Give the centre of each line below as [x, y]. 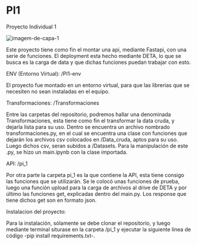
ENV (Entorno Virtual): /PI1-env [44, 73]
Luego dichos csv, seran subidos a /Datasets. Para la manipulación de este [97, 146]
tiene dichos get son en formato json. [52, 200]
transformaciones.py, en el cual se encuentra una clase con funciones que [97, 133]
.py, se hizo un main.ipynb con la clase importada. [67, 152]
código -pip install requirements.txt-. [51, 236]
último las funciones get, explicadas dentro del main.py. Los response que [96, 194]
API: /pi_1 [17, 163]
